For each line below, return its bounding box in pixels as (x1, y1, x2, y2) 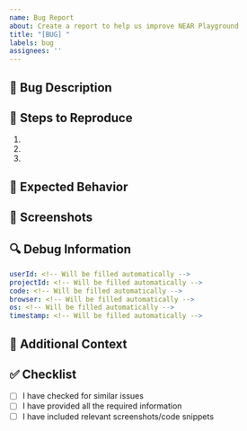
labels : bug (9, 38, 54, 48)
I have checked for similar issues (22, 391, 144, 401)
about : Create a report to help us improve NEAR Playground (9, 22, 240, 31)
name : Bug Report (9, 13, 75, 22)
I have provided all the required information (22, 400, 182, 411)
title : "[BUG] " (9, 30, 70, 39)
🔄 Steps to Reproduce (9, 110, 133, 126)
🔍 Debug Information (9, 242, 132, 257)
